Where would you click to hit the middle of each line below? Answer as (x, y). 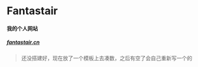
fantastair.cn (23, 42)
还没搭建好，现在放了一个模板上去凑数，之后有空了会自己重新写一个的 (107, 58)
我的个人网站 (22, 28)
